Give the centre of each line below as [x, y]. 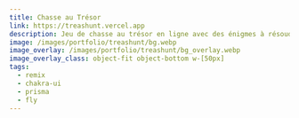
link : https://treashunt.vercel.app [77, 26]
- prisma [33, 91]
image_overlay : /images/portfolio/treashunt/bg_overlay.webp [125, 51]
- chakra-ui [40, 83]
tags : [19, 67]
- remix [32, 75]
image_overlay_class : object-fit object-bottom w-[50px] [117, 59]
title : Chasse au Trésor [55, 17]
